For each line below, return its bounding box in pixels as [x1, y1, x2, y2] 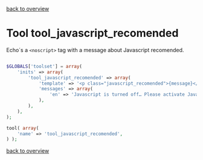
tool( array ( [6, 125, 39, 131]
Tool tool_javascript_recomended [6, 27, 179, 40]
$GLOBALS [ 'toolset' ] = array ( [6, 63, 83, 69]
